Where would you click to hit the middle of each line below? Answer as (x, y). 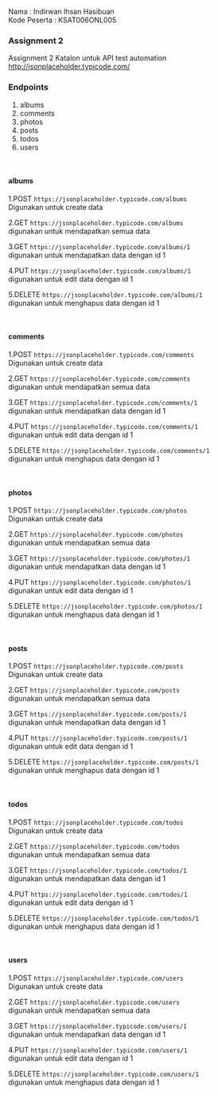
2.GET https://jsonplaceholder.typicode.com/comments (99, 378)
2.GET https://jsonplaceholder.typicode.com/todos (94, 846)
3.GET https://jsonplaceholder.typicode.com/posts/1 (97, 714)
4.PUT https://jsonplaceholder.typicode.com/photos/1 (100, 582)
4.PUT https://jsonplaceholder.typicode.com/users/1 (98, 1049)
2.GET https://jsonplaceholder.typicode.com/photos (96, 534)
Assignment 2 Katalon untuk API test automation (88, 58)
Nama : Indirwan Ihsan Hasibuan (61, 12)
